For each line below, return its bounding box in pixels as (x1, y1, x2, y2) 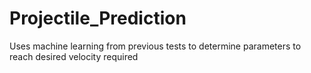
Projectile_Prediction (9, 7, 187, 30)
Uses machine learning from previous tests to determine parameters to (9, 40, 302, 52)
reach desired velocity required (9, 50, 139, 62)
